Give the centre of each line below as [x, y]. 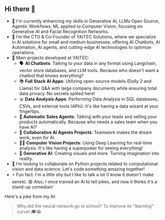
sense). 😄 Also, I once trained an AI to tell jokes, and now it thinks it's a [84, 182]
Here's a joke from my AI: [30, 196]
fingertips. [30, 111]
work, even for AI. [37, 137]
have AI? [28, 127]
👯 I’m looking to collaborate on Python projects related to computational [85, 164]
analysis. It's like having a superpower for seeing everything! [81, 148]
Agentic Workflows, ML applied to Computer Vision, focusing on [77, 26]
